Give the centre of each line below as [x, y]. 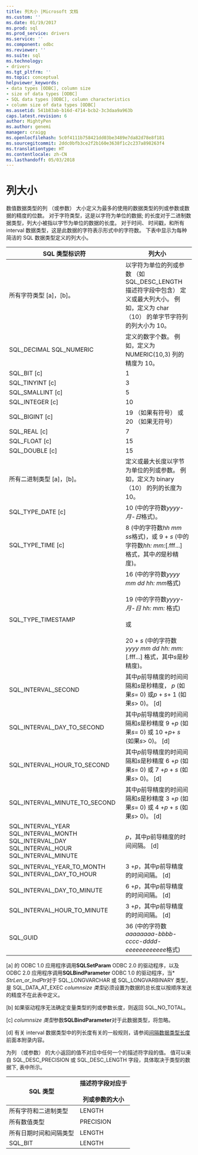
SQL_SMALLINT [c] [36, 392]
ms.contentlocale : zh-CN [37, 154]
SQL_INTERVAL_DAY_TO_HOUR [53, 874]
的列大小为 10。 [148, 326]
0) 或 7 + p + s [159, 770]
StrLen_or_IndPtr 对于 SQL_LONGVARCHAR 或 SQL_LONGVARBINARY [90, 980]
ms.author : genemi [29, 127]
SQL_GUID [24, 938]
